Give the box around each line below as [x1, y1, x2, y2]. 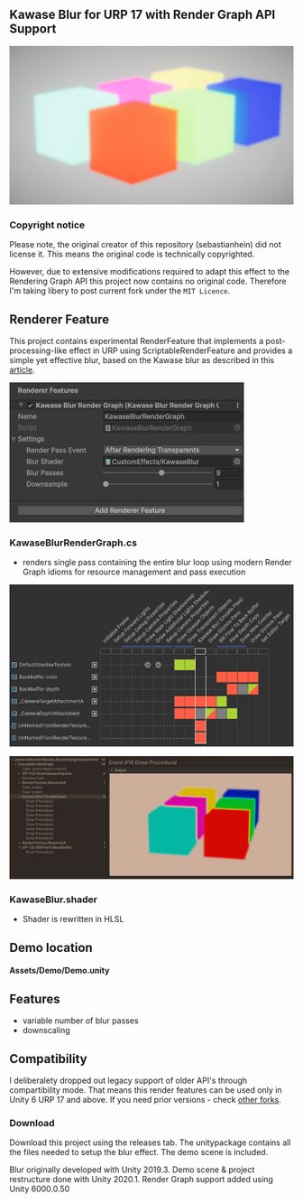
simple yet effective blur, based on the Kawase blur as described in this [9, 354, 275, 365]
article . [9, 364, 35, 375]
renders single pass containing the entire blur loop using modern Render [22, 557, 292, 568]
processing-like [9, 345, 68, 356]
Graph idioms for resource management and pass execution [22, 566, 246, 577]
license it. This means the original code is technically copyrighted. [9, 248, 255, 260]
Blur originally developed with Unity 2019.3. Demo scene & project [9, 1164, 255, 1175]
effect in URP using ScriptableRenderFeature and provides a [69, 345, 293, 356]
